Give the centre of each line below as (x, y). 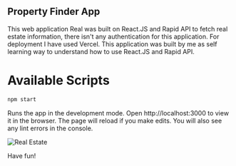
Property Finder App (54, 12)
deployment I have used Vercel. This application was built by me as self (112, 44)
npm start (22, 99)
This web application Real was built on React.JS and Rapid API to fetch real (118, 28)
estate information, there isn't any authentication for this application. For (113, 36)
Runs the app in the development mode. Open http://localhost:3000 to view (118, 113)
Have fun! (22, 155)
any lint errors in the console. (50, 128)
